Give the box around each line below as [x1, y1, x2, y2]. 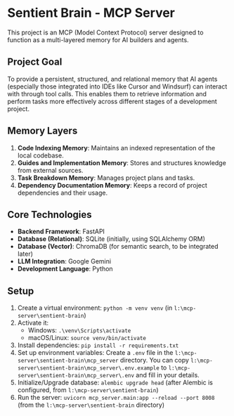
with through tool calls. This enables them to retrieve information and [7, 89, 207, 98]
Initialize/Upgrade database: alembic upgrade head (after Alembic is [17, 378, 213, 387]
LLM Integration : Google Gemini [17, 257, 111, 266]
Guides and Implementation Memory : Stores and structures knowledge [17, 158, 226, 167]
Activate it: [17, 318, 49, 327]
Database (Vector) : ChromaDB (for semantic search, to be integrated [17, 242, 219, 251]
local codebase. [17, 151, 65, 160]
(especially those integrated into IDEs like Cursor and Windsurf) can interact [7, 82, 228, 91]
